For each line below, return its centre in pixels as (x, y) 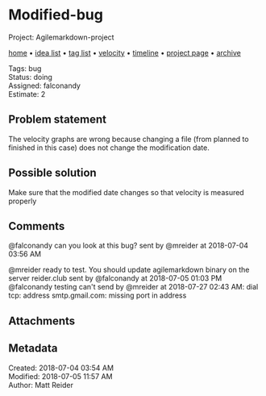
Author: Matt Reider (41, 385)
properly (23, 201)
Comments (37, 226)
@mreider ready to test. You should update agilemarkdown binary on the (129, 270)
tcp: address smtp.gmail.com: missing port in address (98, 295)
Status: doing (30, 77)
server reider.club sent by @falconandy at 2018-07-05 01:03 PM (115, 278)
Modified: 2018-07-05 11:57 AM (60, 376)
